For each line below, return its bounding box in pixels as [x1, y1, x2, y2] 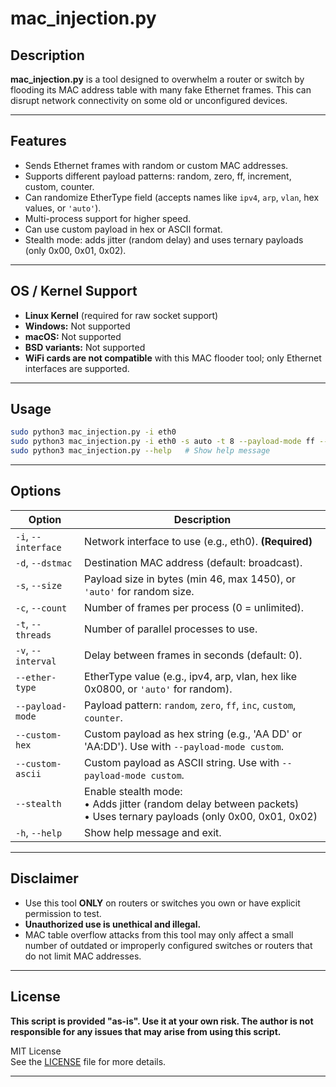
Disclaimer [10, 870, 79, 887]
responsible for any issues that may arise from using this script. [10, 1025, 282, 1037]
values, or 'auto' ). [24, 202, 102, 214]
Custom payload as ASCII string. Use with [84, 755, 280, 769]
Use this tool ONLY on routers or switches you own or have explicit [24, 897, 301, 909]
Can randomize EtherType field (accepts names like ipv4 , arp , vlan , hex [24, 191, 320, 203]
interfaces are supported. [24, 362, 130, 374]
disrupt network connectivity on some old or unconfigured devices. [10, 95, 288, 106]
